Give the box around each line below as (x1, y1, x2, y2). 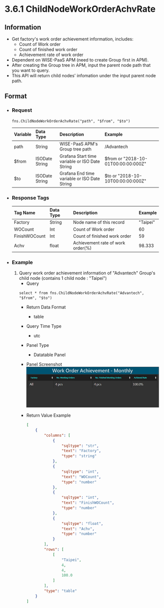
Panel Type (26, 342, 49, 348)
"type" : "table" (44, 589, 77, 594)
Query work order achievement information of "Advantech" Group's (19, 270, 156, 276)
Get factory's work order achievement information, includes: (11, 36, 134, 42)
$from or (104, 156, 123, 162)
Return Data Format (26, 304, 66, 310)
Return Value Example (26, 412, 71, 419)
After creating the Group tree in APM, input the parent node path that (11, 62, 151, 68)
